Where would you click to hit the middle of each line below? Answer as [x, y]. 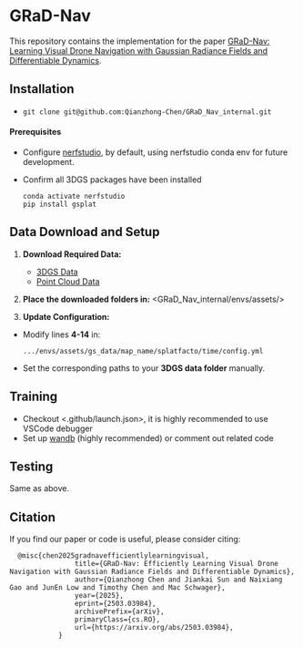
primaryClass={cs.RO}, [117, 620]
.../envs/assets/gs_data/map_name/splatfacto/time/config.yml [143, 351]
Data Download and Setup [85, 232]
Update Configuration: [66, 316]
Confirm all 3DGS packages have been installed [112, 180]
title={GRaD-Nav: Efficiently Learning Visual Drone [177, 564]
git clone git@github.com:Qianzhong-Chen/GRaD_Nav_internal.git [147, 112]
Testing [31, 466]
